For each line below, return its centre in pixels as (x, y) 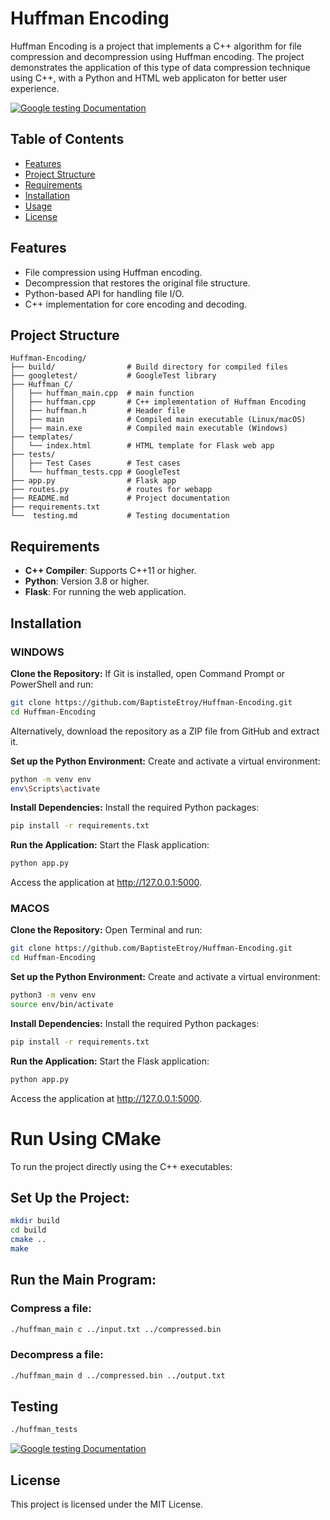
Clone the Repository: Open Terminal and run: (106, 930)
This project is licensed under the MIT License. (107, 1504)
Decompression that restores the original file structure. (137, 283)
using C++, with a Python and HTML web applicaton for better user (149, 78)
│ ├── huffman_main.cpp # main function (102, 393)
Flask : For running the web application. (105, 592)
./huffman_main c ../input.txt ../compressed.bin (116, 1329)
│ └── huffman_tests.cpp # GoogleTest (96, 472)
